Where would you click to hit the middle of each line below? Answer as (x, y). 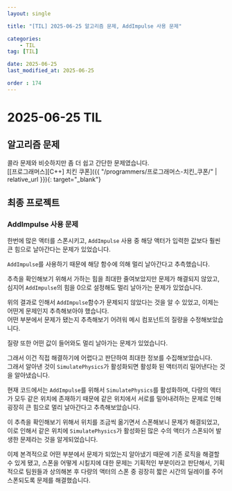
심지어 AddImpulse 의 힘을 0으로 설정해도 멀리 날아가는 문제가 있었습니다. (105, 288)
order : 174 (24, 83)
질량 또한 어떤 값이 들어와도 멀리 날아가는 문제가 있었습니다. (88, 343)
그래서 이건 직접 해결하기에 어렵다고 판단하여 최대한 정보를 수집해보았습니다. (110, 358)
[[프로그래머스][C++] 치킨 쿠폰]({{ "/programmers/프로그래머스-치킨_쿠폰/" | (112, 172)
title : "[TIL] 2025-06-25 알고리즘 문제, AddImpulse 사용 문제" (95, 26)
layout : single (29, 14)
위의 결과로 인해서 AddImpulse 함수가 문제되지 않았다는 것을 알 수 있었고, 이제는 (113, 302)
